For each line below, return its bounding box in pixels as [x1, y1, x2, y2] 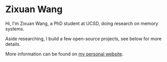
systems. [5, 25, 25, 32]
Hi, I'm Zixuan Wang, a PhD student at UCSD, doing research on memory [5, 20, 158, 26]
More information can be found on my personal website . [5, 51, 124, 57]
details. [5, 41, 21, 47]
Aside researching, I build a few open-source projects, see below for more [5, 36, 162, 42]
